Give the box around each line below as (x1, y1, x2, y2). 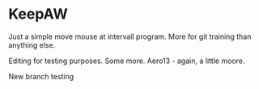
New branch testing (8, 71, 74, 81)
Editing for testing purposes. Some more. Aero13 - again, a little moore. (8, 56, 245, 66)
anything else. (8, 40, 56, 49)
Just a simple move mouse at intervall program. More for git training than (8, 32, 252, 41)
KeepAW (8, 5, 69, 23)
